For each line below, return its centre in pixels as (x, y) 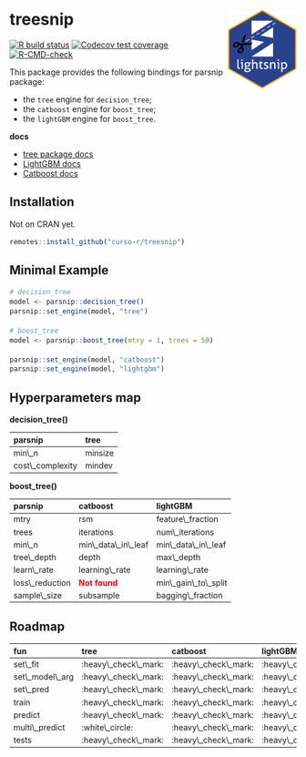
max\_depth (178, 558)
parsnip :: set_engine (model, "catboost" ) (87, 360)
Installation (42, 202)
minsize (100, 453)
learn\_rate (34, 570)
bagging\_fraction (189, 595)
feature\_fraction (187, 519)
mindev (99, 465)
